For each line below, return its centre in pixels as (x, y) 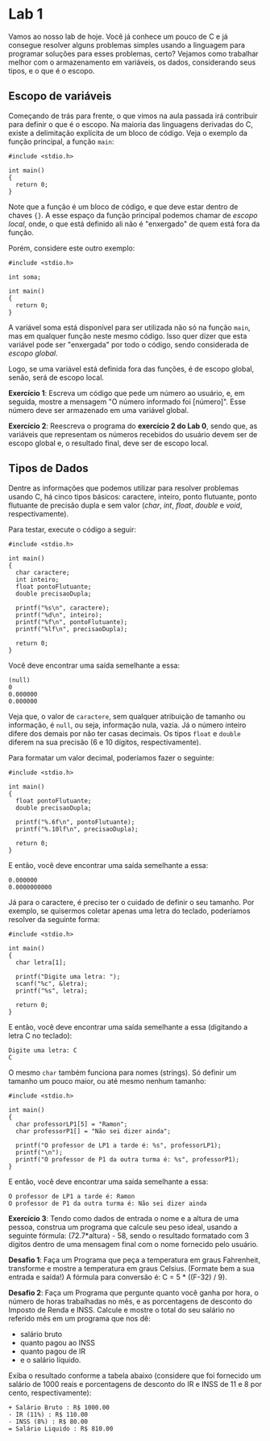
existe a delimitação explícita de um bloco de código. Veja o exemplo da (128, 133)
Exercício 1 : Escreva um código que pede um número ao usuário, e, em (127, 393)
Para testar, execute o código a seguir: (73, 529)
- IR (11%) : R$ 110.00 (48, 1414)
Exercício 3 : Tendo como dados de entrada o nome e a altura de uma (124, 1218)
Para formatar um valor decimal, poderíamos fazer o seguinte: (112, 757)
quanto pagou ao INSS (57, 1342)
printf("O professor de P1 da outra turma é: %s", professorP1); (128, 1159)
